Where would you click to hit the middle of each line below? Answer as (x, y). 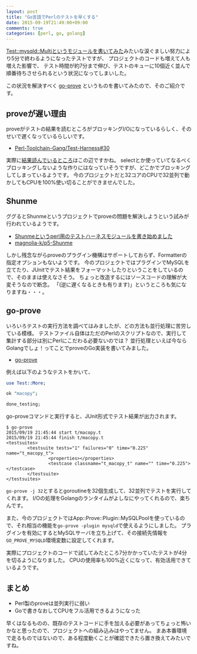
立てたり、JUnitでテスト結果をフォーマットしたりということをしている (92, 270)
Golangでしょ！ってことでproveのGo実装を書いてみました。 (79, 348)
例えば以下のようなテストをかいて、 (50, 372)
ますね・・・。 (29, 292)
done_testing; (24, 404)
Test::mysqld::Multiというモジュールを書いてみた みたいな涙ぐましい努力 (93, 51)
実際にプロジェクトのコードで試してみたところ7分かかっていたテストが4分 (96, 553)
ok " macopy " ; (22, 394)
